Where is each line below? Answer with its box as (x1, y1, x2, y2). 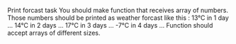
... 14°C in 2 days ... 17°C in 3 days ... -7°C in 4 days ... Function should (7, 21, 213, 29)
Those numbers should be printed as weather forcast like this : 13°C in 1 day (7, 13, 229, 22)
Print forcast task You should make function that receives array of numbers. (7, 6, 229, 14)
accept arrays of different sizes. (7, 28, 101, 37)
